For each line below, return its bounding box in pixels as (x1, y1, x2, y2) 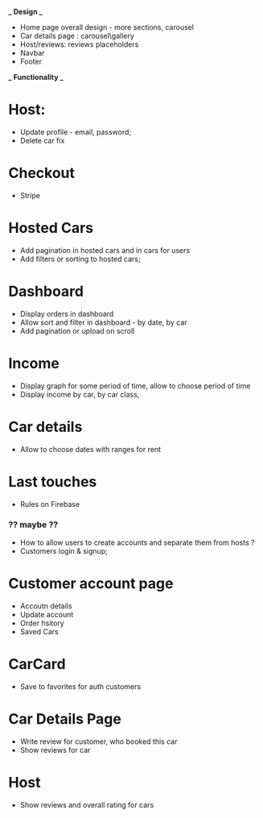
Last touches (8, 472, 97, 491)
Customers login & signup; (19, 546, 109, 555)
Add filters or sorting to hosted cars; (19, 254, 141, 264)
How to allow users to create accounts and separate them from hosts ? (19, 538, 255, 547)
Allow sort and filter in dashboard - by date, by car (19, 318, 187, 327)
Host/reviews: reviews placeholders (19, 39, 139, 49)
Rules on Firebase (19, 499, 80, 509)
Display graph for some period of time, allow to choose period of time (19, 380, 251, 390)
